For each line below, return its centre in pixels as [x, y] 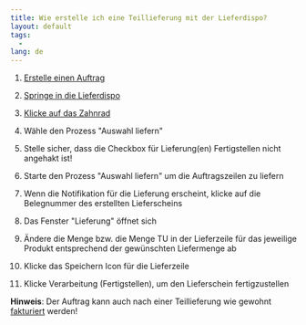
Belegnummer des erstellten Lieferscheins [103, 204]
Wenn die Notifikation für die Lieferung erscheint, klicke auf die [142, 194]
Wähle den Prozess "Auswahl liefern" [93, 131]
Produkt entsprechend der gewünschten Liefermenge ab [130, 248]
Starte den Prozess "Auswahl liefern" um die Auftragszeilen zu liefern [153, 176]
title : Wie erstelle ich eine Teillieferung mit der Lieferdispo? [139, 18]
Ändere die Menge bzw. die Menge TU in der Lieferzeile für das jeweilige [160, 239]
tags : [20, 35]
